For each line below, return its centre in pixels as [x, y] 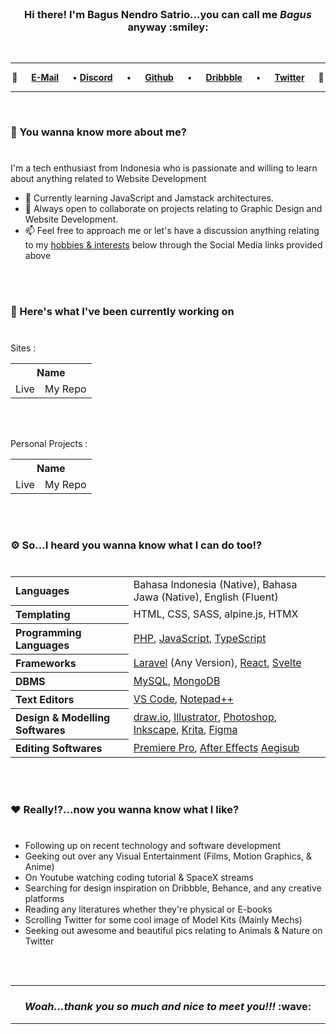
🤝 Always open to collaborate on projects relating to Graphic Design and [173, 209]
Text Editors [45, 700]
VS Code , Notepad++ [183, 699]
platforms [44, 899]
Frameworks [46, 664]
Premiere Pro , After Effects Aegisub [216, 747]
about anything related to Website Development [108, 179]
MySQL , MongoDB [177, 681]
